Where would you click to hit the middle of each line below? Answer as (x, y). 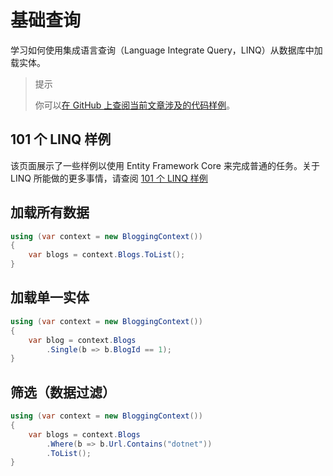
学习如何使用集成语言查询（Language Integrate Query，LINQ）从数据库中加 (166, 50)
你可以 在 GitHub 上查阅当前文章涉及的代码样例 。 (135, 105)
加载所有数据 (50, 212)
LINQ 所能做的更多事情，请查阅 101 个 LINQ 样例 (109, 178)
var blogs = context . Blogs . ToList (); (107, 255)
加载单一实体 (50, 297)
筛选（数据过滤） (63, 392)
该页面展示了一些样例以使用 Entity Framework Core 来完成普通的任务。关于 (165, 165)
